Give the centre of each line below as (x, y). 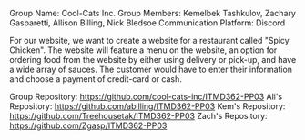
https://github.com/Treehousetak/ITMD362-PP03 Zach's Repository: (138, 116)
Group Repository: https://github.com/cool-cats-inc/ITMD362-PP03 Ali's (146, 96)
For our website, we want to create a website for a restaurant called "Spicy (149, 40)
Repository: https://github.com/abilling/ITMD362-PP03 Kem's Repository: (147, 106)
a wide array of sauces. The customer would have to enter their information (151, 69)
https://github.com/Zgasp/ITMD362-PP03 (88, 125)
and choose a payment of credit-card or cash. (96, 79)
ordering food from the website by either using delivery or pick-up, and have (153, 60)
